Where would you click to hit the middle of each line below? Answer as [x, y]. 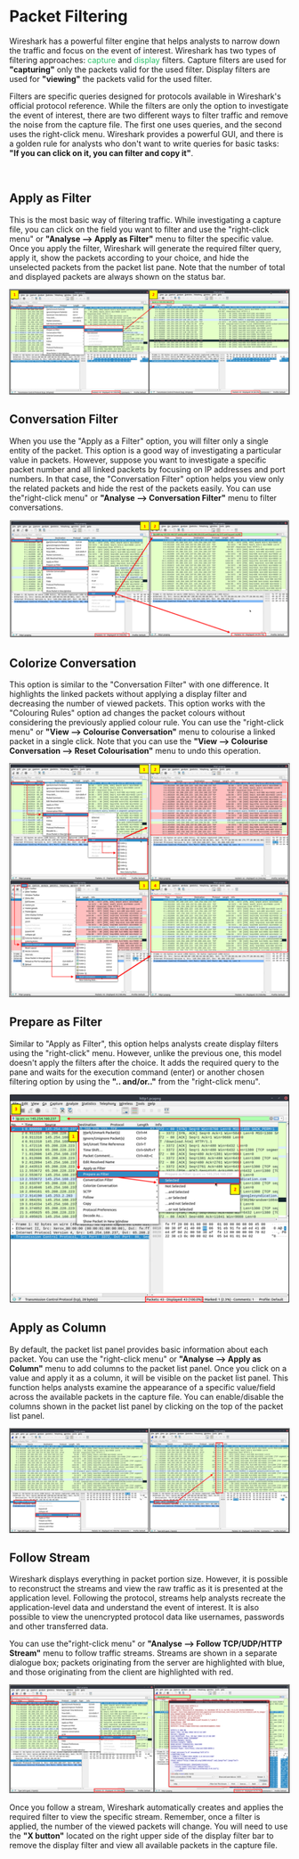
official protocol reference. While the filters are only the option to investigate [149, 105]
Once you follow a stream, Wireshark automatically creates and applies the [146, 1807]
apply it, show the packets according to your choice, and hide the [129, 258]
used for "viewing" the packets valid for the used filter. [111, 78]
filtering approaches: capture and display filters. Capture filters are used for [148, 60]
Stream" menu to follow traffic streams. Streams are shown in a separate [143, 1653]
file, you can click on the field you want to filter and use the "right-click [139, 229]
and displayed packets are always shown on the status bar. [117, 276]
